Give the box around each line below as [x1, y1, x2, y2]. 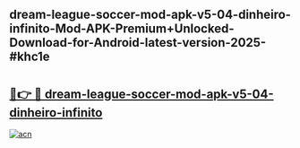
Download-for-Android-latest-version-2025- [9, 35, 267, 50]
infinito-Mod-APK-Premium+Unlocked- [9, 22, 235, 37]
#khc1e [9, 49, 51, 65]
